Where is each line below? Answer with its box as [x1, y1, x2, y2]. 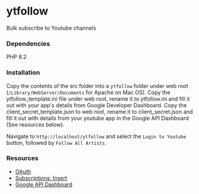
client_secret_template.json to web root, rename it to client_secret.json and [6, 108, 193, 115]
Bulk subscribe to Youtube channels [6, 24, 96, 32]
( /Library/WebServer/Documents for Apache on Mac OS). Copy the [6, 89, 171, 96]
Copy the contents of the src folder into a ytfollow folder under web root [6, 82, 189, 89]
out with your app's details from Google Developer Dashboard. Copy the [6, 101, 187, 109]
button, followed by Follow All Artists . [6, 139, 107, 146]
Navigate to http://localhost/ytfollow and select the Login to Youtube [6, 132, 186, 140]
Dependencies [6, 39, 50, 48]
